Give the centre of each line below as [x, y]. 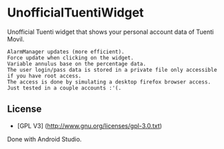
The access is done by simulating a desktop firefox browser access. [109, 82]
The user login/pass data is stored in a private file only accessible [112, 70]
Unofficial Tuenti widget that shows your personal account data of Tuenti [111, 32]
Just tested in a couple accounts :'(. [64, 88]
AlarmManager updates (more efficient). [66, 52]
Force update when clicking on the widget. [71, 58]
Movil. [16, 39]
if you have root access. [44, 76]
